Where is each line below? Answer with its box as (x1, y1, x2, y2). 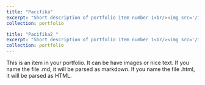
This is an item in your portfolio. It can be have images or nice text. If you (6, 59, 189, 66)
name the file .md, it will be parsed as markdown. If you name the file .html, (6, 66, 195, 73)
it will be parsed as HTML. (6, 72, 72, 79)
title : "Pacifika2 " (6, 31, 59, 37)
